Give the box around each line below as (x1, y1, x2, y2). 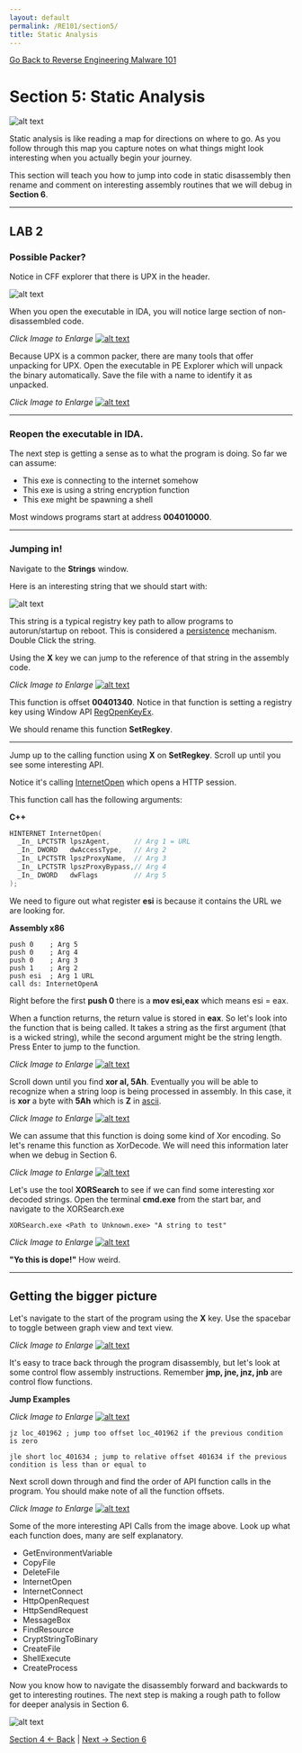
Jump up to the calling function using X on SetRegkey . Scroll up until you (9, 749, 281, 760)
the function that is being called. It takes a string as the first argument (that (9, 1022, 287, 1032)
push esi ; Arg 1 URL (9, 971, 94, 980)
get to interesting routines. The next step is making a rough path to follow (9, 1689, 281, 1700)
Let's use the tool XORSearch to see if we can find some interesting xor (9, 1184, 275, 1194)
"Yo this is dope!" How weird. (9, 1254, 121, 1265)
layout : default (9, 13, 70, 23)
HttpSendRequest (22, 1604, 89, 1615)
